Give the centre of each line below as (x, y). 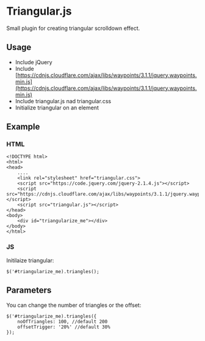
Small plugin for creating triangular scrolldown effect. (73, 28)
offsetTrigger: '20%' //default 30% (64, 327)
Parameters (29, 291)
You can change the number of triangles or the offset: (74, 305)
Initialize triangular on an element (57, 108)
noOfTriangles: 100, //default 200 (63, 321)
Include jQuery (34, 62)
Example (23, 127)
